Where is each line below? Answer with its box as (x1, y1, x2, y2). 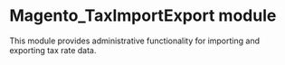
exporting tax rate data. (9, 44, 97, 55)
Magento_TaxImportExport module (9, 5, 277, 26)
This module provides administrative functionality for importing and (9, 35, 261, 46)
